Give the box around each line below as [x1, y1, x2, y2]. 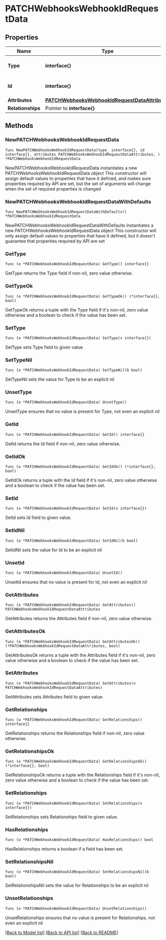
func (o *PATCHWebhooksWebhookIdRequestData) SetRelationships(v [5, 801, 142, 806]
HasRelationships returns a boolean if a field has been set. [5, 846, 124, 852]
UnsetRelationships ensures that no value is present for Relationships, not [5, 914, 155, 921]
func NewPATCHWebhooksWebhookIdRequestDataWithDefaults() [5, 209, 127, 214]
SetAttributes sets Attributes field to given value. [5, 694, 104, 700]
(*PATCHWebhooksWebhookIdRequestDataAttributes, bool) [5, 643, 121, 648]
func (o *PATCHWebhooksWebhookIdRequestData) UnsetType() [5, 400, 127, 405]
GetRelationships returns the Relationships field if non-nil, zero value [5, 730, 145, 736]
